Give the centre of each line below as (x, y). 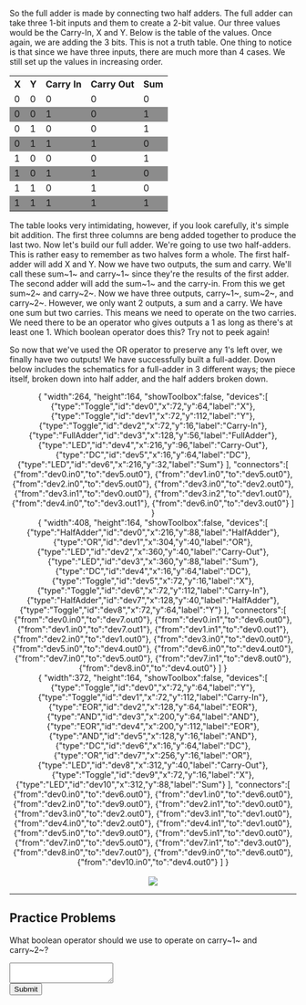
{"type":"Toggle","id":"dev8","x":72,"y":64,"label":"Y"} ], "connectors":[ (153, 610)
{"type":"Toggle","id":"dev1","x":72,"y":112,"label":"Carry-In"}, (153, 697)
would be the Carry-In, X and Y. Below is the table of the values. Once (141, 32)
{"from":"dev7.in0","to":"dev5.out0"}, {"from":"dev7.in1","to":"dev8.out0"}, (153, 658)
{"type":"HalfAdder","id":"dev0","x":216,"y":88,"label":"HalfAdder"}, (153, 532)
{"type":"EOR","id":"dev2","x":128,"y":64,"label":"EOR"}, (153, 707)
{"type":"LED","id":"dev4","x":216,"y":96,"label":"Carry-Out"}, (153, 445)
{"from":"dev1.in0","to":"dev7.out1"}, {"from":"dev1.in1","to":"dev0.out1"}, (153, 629)
